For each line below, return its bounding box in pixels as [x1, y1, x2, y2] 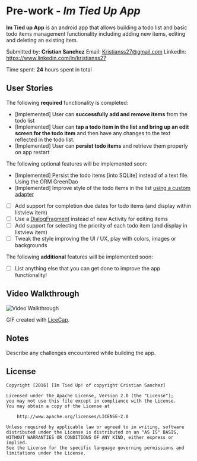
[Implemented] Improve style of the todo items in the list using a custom [14, 184, 191, 191]
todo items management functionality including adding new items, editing [6, 30, 186, 37]
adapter [14, 191, 34, 198]
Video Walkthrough [6, 289, 80, 299]
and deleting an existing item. [6, 36, 78, 43]
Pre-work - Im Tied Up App [6, 4, 141, 18]
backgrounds [14, 242, 47, 248]
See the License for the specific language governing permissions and [6, 445, 185, 451]
